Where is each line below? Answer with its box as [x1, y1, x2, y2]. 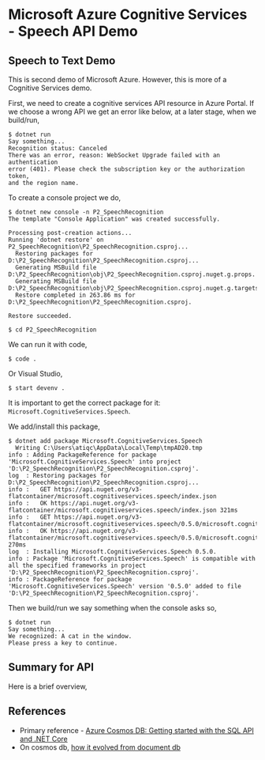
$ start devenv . [8, 384, 65, 392]
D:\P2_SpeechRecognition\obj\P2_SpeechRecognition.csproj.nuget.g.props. [8, 270, 256, 278]
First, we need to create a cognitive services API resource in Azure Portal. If [8, 99, 255, 108]
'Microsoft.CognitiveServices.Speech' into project [8, 458, 181, 466]
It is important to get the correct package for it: [8, 398, 161, 407]
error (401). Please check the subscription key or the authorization [8, 165, 245, 173]
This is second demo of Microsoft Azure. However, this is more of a [8, 75, 227, 84]
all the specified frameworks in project [8, 561, 147, 569]
